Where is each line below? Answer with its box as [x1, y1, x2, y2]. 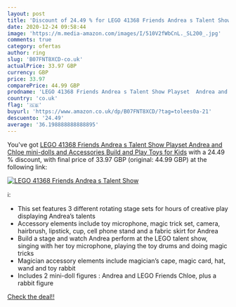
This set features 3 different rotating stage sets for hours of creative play [17, 204, 228, 212]
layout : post [7, 10, 46, 18]
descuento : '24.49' [7, 114, 65, 121]
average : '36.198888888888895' [7, 121, 99, 128]
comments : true [7, 36, 52, 43]
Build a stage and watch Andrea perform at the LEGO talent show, [17, 234, 209, 243]
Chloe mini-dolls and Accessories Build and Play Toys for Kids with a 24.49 [7, 148, 225, 156]
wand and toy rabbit [17, 264, 76, 272]
